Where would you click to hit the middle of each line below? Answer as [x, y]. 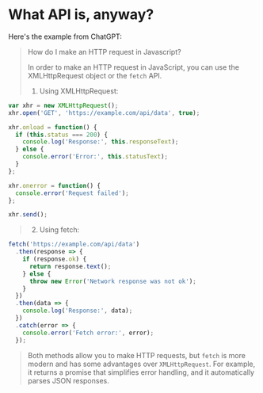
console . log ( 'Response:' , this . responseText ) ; [101, 142]
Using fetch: [59, 230]
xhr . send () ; [28, 215]
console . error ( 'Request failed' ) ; [72, 193]
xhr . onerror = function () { [55, 185]
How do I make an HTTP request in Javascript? [104, 52]
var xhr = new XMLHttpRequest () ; [63, 105]
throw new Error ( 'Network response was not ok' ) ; [112, 281]
